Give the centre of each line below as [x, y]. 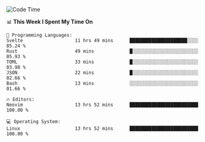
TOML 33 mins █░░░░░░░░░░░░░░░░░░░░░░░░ [102, 62]
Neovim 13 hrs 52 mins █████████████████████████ [102, 105]
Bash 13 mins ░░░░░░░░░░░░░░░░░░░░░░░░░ [102, 83]
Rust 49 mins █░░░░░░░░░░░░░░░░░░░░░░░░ [102, 51]
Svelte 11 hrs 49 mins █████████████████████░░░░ [102, 40]
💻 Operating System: [34, 122]
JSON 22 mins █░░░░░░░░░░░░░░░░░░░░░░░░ [102, 73]
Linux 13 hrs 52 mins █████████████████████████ [102, 129]
